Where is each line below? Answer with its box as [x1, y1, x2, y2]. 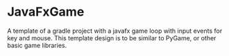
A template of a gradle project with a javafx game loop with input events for [7, 27, 223, 35]
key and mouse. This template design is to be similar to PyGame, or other [7, 33, 217, 42]
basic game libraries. [7, 41, 67, 49]
